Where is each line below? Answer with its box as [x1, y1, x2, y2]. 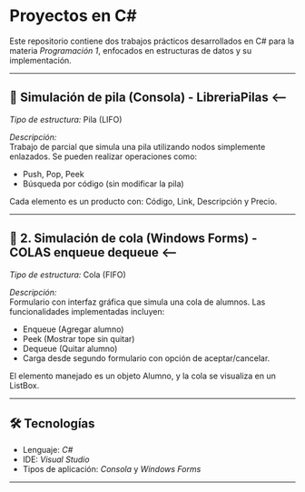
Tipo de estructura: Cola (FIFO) [9, 269, 127, 280]
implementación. [9, 55, 73, 65]
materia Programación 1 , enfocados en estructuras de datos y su [9, 45, 252, 55]
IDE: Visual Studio [22, 454, 90, 465]
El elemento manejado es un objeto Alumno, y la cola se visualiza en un [9, 370, 277, 381]
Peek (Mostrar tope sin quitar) [22, 333, 135, 344]
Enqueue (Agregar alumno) [22, 324, 124, 335]
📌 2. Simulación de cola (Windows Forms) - [9, 231, 258, 246]
